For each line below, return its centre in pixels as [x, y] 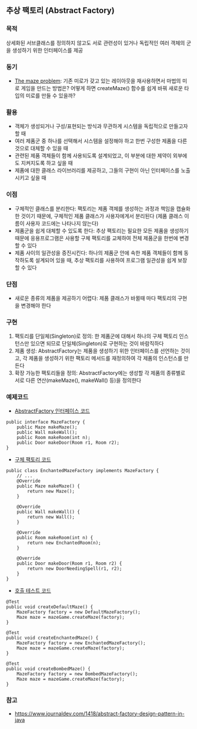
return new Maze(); [51, 492]
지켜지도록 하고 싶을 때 [47, 163]
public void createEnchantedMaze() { [52, 638]
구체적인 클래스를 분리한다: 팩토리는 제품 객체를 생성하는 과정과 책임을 [95, 209]
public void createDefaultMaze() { [50, 607]
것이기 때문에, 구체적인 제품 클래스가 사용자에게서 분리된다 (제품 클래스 [102, 216]
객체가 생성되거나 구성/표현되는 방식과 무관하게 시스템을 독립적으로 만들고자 [101, 126]
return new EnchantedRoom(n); [64, 543]
